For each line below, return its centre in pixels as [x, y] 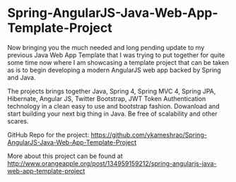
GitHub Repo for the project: [48, 135]
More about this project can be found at [65, 156]
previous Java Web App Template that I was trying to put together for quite [116, 55]
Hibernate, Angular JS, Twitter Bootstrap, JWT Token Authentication [107, 98]
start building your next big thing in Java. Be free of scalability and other [112, 114]
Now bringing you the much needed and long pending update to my [106, 47]
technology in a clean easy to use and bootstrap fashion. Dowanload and [114, 106]
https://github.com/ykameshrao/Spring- [149, 135]
